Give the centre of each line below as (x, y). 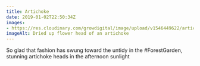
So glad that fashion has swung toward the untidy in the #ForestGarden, (94, 50)
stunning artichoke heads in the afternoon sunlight (68, 57)
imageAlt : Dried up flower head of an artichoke (68, 34)
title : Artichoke (28, 11)
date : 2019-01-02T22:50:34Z (41, 17)
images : (16, 22)
